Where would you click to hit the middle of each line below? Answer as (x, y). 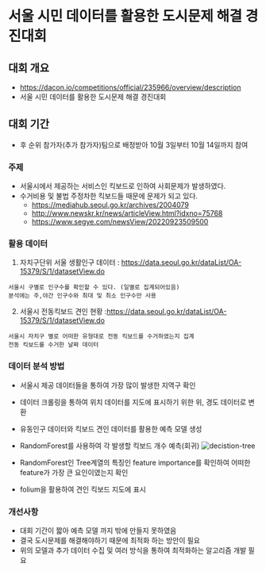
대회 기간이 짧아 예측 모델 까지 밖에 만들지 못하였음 (98, 531)
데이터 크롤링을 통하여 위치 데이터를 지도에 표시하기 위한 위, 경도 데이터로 (133, 402)
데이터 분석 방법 (37, 366)
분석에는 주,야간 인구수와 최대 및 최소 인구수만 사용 (82, 296)
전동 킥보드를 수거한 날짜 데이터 (54, 345)
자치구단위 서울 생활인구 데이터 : (69, 263)
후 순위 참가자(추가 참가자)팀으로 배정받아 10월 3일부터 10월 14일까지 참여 (134, 144)
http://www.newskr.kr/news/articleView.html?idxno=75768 (127, 213)
